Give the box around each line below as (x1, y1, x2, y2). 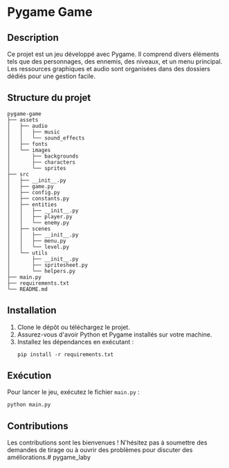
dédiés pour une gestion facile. (7, 72, 95, 80)
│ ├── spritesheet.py (7, 261, 89, 268)
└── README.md (7, 286, 48, 292)
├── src (7, 171, 30, 178)
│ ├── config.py (7, 189, 60, 196)
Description (7, 32, 59, 44)
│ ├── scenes (7, 225, 51, 232)
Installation (7, 305, 57, 317)
